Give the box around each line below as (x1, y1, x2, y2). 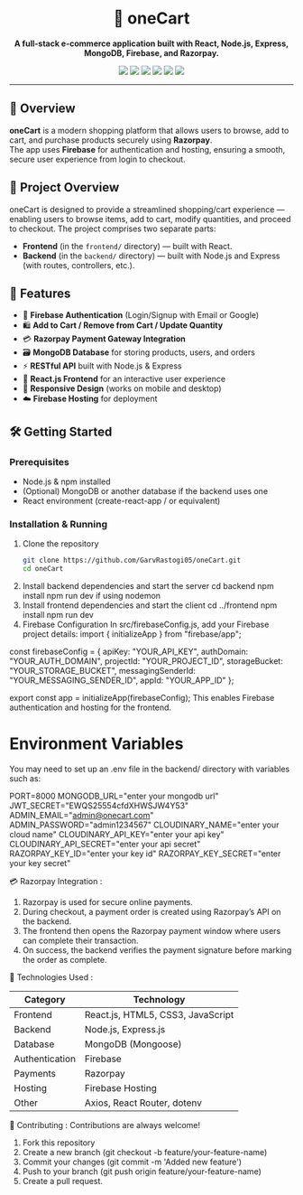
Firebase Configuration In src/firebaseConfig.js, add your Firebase (22, 619, 270, 630)
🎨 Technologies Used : (9, 972, 93, 983)
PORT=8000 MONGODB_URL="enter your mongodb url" (9, 790, 219, 802)
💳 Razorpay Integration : (9, 876, 103, 887)
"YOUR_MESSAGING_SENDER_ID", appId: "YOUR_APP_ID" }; (9, 675, 234, 686)
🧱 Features (9, 285, 71, 301)
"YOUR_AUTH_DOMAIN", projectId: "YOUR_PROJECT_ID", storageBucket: (9, 656, 284, 667)
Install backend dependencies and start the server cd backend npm (22, 581, 274, 592)
